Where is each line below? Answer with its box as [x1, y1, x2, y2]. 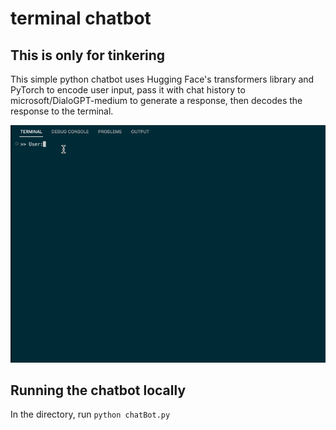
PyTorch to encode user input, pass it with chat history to [10, 84, 246, 96]
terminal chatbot [10, 7, 152, 30]
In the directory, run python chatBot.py [10, 408, 171, 421]
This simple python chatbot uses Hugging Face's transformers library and [10, 73, 315, 85]
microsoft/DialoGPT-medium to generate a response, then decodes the [10, 95, 303, 106]
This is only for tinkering [10, 47, 166, 64]
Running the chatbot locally [10, 382, 187, 399]
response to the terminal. [10, 105, 114, 117]
